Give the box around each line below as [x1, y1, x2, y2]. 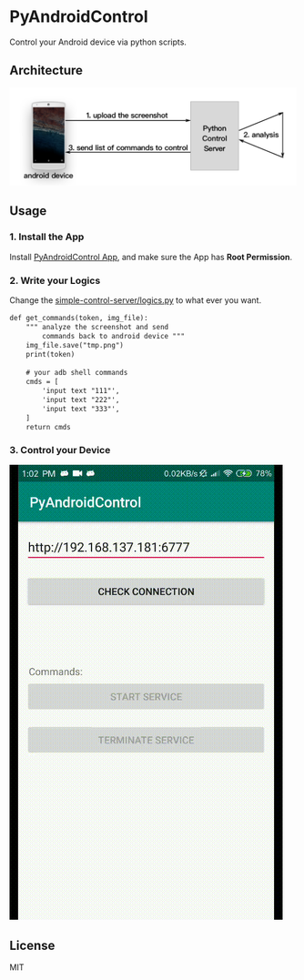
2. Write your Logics [9, 274, 101, 287]
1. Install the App [9, 230, 85, 243]
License [9, 937, 56, 953]
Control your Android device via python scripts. [9, 36, 187, 47]
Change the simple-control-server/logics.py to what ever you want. [9, 295, 262, 306]
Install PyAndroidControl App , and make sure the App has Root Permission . [9, 251, 293, 262]
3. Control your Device [9, 443, 111, 456]
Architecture [9, 63, 84, 78]
